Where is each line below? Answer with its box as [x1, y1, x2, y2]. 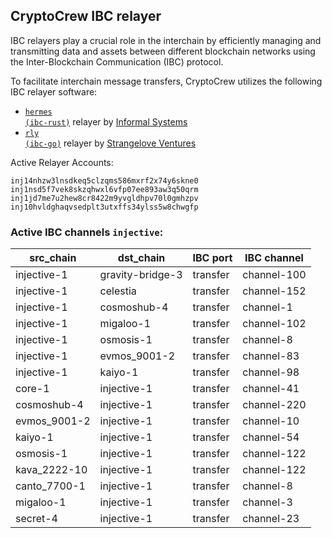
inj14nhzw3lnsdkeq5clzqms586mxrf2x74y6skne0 [10, 175, 199, 186]
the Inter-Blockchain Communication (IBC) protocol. [10, 55, 224, 68]
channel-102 [242, 317, 307, 331]
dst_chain [117, 251, 166, 265]
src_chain [29, 251, 77, 265]
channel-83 [242, 349, 300, 363]
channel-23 [242, 512, 300, 526]
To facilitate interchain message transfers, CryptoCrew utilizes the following [10, 75, 323, 87]
